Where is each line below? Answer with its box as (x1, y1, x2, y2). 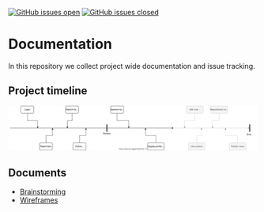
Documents (8, 166, 67, 180)
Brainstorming (19, 187, 66, 197)
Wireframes (19, 195, 58, 205)
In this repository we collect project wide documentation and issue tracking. (8, 61, 255, 70)
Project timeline (8, 84, 88, 98)
